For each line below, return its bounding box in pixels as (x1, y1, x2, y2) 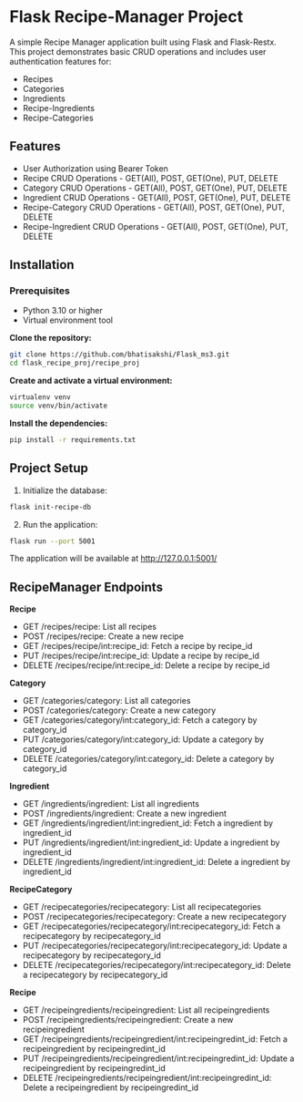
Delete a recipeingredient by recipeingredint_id (22, 1082, 199, 1093)
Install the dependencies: (9, 417, 108, 428)
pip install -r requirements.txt (9, 435, 136, 444)
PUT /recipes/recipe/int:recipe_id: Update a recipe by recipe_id (22, 650, 259, 662)
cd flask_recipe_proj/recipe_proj (9, 358, 141, 368)
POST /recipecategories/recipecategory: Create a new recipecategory (22, 911, 287, 922)
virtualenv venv (9, 393, 71, 402)
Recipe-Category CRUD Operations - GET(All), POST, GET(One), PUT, (22, 201, 285, 212)
